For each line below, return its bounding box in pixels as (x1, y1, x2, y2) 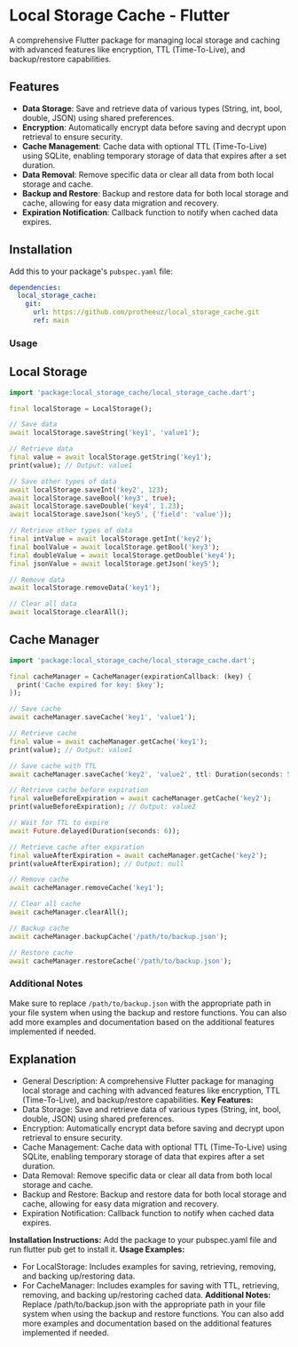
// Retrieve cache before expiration (9, 786, 149, 795)
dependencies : (9, 283, 62, 292)
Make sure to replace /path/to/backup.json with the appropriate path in (9, 998, 271, 1008)
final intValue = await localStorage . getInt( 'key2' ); (9, 534, 213, 543)
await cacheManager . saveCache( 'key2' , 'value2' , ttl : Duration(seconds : (9, 770, 284, 779)
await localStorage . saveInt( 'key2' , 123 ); (9, 485, 169, 494)
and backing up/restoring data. (21, 1271, 136, 1281)
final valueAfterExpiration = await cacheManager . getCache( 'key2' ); (9, 851, 268, 860)
